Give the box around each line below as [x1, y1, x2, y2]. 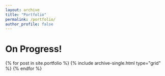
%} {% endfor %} [5, 65, 42, 71]
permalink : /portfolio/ [5, 17, 56, 22]
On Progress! [5, 44, 62, 55]
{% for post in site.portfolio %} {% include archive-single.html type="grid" [5, 60, 161, 66]
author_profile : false [5, 21, 53, 27]
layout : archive [5, 7, 40, 13]
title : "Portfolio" [5, 12, 47, 17]
